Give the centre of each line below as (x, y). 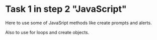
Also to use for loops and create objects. (47, 32)
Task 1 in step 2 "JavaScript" (66, 9)
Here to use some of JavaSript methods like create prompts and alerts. (78, 23)
